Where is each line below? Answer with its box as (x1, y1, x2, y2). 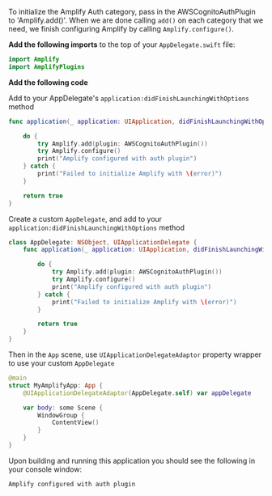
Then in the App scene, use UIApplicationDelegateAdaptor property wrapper (8, 350, 261, 359)
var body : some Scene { (23, 404, 104, 412)
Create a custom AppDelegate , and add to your (8, 214, 163, 223)
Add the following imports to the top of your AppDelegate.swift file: (8, 40, 236, 49)
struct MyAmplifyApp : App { (8, 381, 104, 389)
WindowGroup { (37, 411, 85, 419)
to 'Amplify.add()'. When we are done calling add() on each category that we (8, 15, 264, 25)
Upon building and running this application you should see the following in (8, 456, 256, 465)
